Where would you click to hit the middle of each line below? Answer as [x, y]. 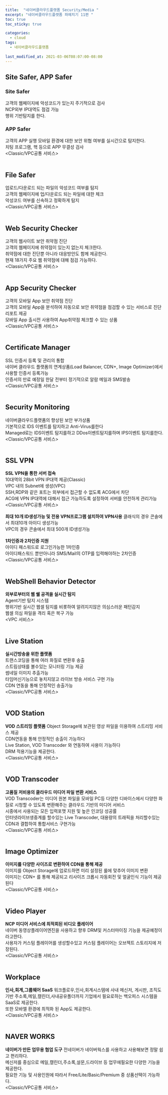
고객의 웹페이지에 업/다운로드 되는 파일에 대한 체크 [55, 194]
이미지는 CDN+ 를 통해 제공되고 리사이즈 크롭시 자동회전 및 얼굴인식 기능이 [79, 877]
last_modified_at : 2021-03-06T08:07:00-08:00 [54, 57]
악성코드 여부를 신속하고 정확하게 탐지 [42, 201]
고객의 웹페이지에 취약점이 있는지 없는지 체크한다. [54, 248]
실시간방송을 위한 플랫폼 [29, 654]
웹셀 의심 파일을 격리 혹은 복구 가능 [40, 613]
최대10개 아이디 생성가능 [35, 523]
